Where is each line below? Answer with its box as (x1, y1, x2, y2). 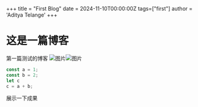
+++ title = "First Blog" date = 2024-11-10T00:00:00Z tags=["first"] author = (6, 5, 193, 12)
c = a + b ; (6, 83, 33, 89)
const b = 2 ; (6, 72, 39, 78)
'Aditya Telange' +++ (6, 11, 58, 18)
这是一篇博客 (6, 34, 70, 48)
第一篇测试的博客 (6, 55, 48, 62)
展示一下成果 (6, 95, 37, 102)
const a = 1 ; (6, 67, 39, 73)
